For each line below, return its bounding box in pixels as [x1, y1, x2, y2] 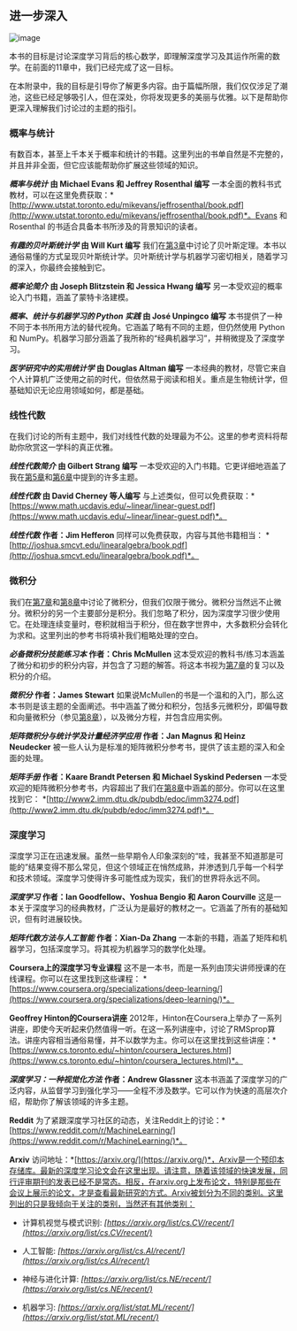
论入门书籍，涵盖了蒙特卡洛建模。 [9, 292, 133, 303]
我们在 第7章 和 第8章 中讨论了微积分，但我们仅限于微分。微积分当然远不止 [9, 596, 274, 607]
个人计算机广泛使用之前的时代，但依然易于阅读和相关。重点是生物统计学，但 [9, 374, 288, 385]
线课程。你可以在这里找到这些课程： [9, 973, 141, 984]
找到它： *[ [9, 793, 50, 804]
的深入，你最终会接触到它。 [9, 262, 110, 273]
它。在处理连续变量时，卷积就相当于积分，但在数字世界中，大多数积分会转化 [9, 619, 288, 629]
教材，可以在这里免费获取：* [9, 189, 115, 201]
